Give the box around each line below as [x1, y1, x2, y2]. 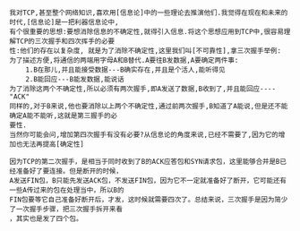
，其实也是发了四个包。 [9, 214, 83, 223]
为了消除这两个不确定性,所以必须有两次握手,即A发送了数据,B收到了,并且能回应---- [9, 84, 276, 93]
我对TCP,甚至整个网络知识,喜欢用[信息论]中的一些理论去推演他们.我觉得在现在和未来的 [9, 8, 288, 17]
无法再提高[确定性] [21, 140, 85, 149]
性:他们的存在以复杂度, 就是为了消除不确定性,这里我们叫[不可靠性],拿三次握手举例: [9, 47, 282, 56]
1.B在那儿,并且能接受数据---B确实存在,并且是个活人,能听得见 [25, 65, 226, 74]
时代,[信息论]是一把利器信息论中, [9, 18, 119, 27]
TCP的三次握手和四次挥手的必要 [15, 37, 115, 46]
